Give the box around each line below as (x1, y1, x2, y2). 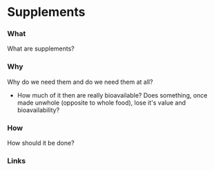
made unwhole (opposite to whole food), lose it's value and (17, 98, 186, 107)
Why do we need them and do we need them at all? (7, 78, 153, 86)
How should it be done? (7, 139, 75, 147)
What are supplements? (7, 44, 75, 53)
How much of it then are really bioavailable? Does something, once (17, 91, 208, 99)
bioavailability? (17, 105, 60, 114)
